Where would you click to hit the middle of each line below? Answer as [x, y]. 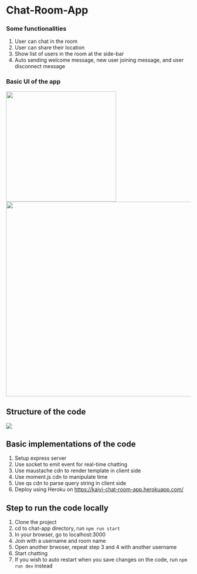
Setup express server [40, 458]
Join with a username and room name [60, 541]
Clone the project [35, 522]
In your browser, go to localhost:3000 [60, 535]
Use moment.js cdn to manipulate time [61, 477]
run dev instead [33, 566]
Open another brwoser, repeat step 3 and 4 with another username [96, 547]
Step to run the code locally [57, 508]
